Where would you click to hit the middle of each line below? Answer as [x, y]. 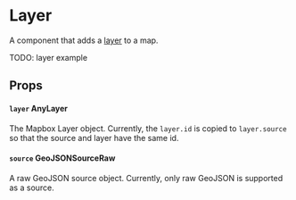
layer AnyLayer [39, 108]
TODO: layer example [48, 57]
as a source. [32, 187]
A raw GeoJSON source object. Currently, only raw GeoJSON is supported [146, 178]
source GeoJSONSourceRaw [62, 158]
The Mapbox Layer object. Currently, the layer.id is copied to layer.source [148, 128]
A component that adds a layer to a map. [84, 40]
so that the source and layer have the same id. [94, 137]
